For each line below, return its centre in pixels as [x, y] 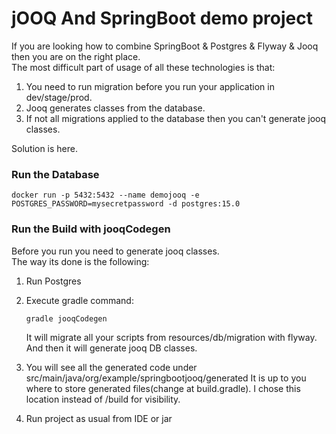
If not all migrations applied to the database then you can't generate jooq [175, 118]
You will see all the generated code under [111, 367]
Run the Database [55, 174]
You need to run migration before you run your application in [150, 86]
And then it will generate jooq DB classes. [111, 348]
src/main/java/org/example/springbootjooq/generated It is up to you [166, 378]
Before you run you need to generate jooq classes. [115, 251]
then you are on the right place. [76, 56]
